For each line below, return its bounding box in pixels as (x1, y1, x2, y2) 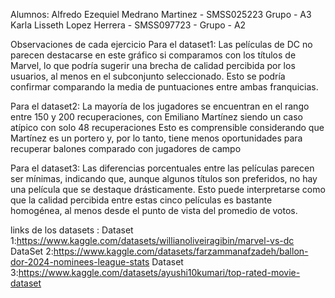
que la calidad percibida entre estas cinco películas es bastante (10, 194, 273, 206)
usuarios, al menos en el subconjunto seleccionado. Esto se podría (10, 70, 286, 82)
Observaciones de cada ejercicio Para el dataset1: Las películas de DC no (10, 39, 313, 50)
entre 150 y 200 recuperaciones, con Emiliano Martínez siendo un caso (10, 111, 303, 123)
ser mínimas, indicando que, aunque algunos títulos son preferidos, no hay (10, 173, 318, 184)
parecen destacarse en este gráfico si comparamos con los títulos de (10, 49, 297, 61)
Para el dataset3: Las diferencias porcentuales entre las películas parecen (10, 162, 315, 174)
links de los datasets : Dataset (10, 224, 134, 236)
